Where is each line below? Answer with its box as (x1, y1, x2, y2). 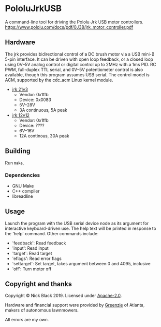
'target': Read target (12, 250, 52, 256)
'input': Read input (12, 245, 49, 251)
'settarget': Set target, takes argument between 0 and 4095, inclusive (12, 260, 151, 266)
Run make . (5, 160, 24, 166)
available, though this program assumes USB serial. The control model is (5, 71, 150, 78)
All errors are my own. (5, 317, 49, 323)
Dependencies (5, 172, 40, 179)
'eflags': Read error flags (12, 256, 62, 261)
